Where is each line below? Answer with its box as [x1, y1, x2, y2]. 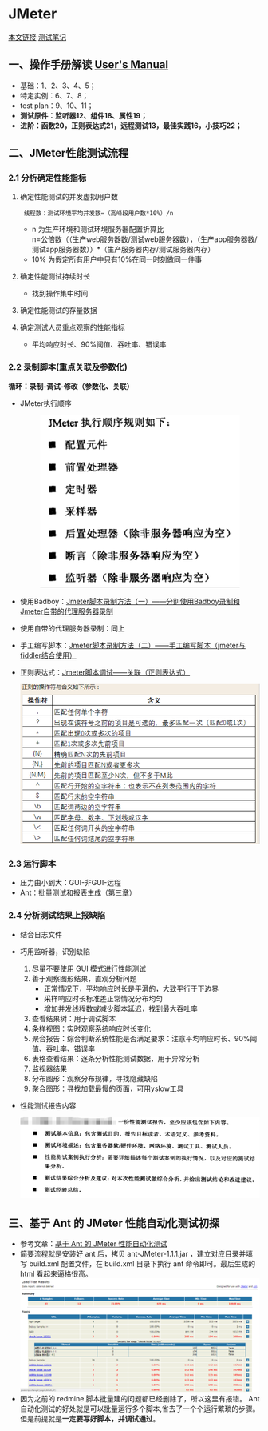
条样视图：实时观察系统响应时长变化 [31, 1024, 152, 1033]
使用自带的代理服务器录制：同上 [19, 623, 125, 633]
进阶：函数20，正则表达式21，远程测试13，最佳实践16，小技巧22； [19, 121, 242, 130]
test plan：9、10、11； [19, 101, 94, 110]
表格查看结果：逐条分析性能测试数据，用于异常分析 [31, 1053, 200, 1063]
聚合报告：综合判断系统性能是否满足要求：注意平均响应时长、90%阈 [31, 1033, 258, 1043]
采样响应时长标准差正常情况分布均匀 [43, 993, 164, 1003]
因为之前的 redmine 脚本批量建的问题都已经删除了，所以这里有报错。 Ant [19, 1393, 260, 1403]
